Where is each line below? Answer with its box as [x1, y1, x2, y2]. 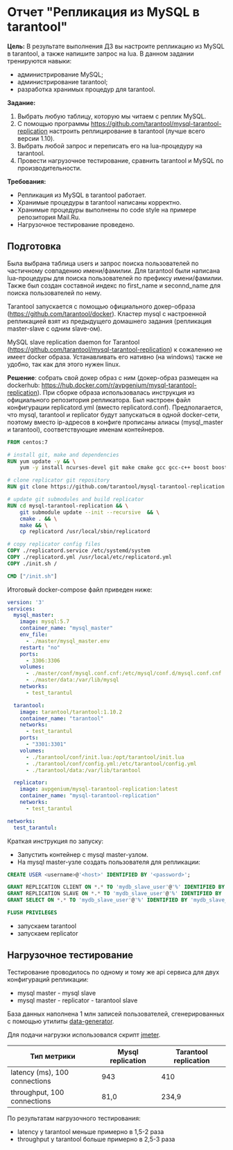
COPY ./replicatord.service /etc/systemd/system [7, 547, 150, 554]
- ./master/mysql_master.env [25, 638, 110, 645]
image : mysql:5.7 [19, 618, 70, 625]
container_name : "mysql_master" [19, 624, 113, 632]
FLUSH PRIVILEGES [7, 909, 58, 916]
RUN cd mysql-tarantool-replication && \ [7, 502, 129, 509]
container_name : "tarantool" [19, 715, 104, 722]
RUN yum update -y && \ [7, 457, 76, 465]
